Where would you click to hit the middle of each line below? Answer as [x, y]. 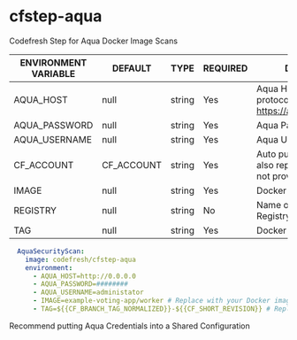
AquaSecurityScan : [51, 251]
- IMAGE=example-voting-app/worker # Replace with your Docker [152, 301]
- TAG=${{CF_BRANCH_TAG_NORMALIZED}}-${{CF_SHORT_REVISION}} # [152, 309]
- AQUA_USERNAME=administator [88, 293]
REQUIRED [225, 68]
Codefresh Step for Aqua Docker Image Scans [94, 41]
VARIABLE [53, 73]
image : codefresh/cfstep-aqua [81, 259]
